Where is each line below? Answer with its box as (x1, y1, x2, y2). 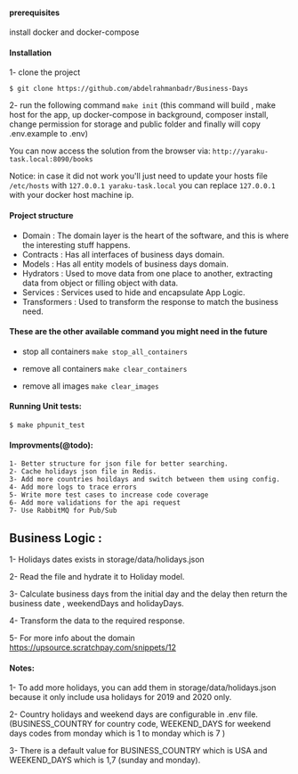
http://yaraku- (212, 147, 269, 156)
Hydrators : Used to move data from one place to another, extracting (21, 268, 273, 278)
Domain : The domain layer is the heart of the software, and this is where (21, 230, 289, 241)
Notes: (9, 663, 36, 673)
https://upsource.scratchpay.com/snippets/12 (9, 642, 176, 653)
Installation (9, 47, 52, 58)
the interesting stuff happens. (21, 239, 131, 250)
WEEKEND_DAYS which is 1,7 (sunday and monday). (9, 754, 201, 766)
